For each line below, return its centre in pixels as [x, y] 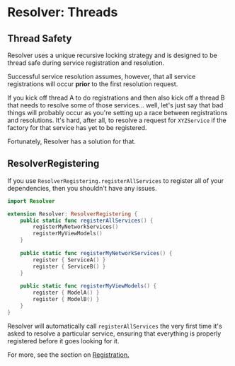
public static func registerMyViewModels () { [88, 286]
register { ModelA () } [66, 293]
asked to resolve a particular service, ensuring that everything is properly [114, 333]
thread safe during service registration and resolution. [86, 63]
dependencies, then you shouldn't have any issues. [82, 188]
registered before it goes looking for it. [63, 341]
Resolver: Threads [63, 12]
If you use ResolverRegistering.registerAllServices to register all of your [116, 180]
